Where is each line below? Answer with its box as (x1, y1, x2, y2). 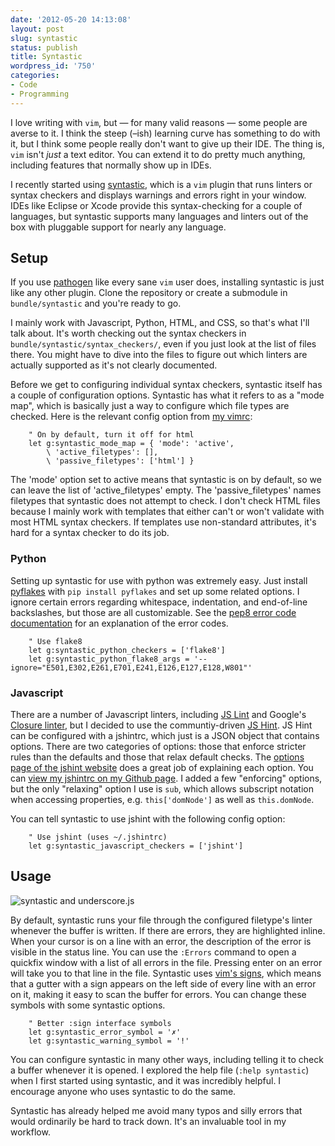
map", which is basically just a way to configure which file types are (10, 400, 290, 412)
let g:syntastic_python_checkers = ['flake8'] (28, 645, 226, 655)
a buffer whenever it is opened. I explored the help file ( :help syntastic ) (10, 1064, 310, 1076)
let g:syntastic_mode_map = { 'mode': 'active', (28, 439, 235, 449)
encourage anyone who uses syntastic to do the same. (10, 1085, 237, 1097)
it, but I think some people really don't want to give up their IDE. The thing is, (10, 137, 325, 150)
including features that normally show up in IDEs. (10, 159, 212, 171)
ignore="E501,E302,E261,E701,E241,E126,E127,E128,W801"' (10, 662, 253, 673)
